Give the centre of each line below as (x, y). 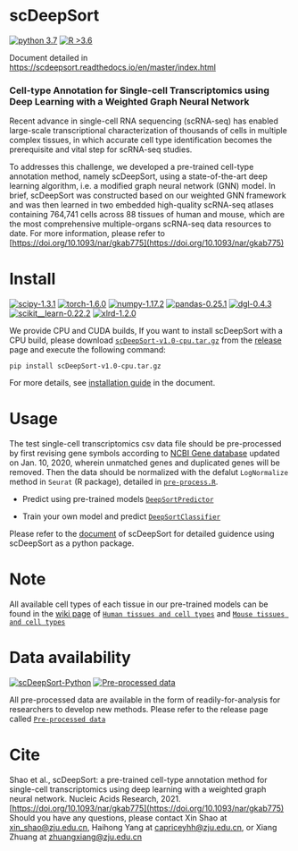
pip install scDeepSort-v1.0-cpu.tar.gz (86, 366)
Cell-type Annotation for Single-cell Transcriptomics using (140, 90)
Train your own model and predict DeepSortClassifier (121, 516)
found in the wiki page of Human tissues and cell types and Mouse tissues (147, 614)
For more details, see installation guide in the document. (112, 383)
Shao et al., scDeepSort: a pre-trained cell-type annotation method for (138, 779)
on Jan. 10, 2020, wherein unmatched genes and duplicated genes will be (145, 463)
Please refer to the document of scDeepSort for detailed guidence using (142, 534)
